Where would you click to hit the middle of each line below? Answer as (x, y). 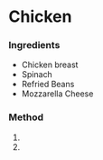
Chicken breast (50, 65)
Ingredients (34, 45)
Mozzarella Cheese (57, 94)
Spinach (37, 75)
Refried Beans (48, 85)
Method (26, 117)
